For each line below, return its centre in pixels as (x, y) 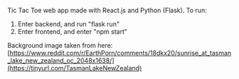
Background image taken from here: (60, 45)
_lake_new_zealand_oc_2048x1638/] (61, 60)
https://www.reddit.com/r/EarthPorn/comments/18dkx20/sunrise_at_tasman (121, 53)
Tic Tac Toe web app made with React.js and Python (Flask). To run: (107, 10)
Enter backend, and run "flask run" (68, 24)
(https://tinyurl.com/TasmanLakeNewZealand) (75, 68)
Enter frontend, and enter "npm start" (73, 32)
